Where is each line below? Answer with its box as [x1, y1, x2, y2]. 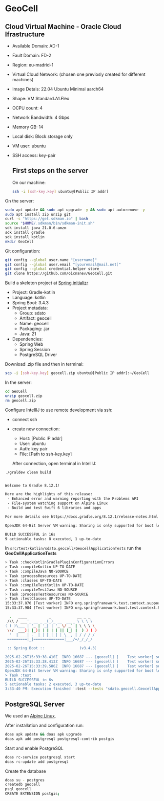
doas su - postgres [5, 778, 45, 782]
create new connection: [12, 426, 60, 432]
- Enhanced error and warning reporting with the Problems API [7, 496, 139, 501]
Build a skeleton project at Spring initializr [5, 280, 89, 286]
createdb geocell [5, 782, 41, 787]
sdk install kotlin [5, 234, 45, 240]
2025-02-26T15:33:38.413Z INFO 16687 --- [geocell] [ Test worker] [5, 659, 154, 664]
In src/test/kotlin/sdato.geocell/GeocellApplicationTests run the [5, 545, 142, 551]
